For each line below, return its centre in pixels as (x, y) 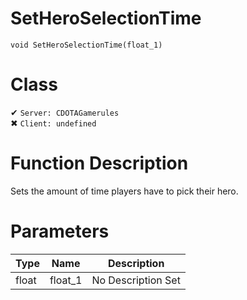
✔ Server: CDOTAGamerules (65, 112)
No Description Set (136, 280)
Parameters (60, 231)
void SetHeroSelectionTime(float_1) (86, 45)
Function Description (99, 163)
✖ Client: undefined (53, 123)
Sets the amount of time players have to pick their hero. (124, 191)
